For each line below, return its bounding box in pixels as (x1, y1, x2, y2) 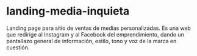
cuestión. (6, 44, 30, 51)
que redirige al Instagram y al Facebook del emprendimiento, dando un (6, 30, 185, 38)
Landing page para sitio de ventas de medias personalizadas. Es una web (6, 24, 191, 32)
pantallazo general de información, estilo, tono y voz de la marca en (6, 37, 177, 44)
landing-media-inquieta (6, 4, 130, 18)
